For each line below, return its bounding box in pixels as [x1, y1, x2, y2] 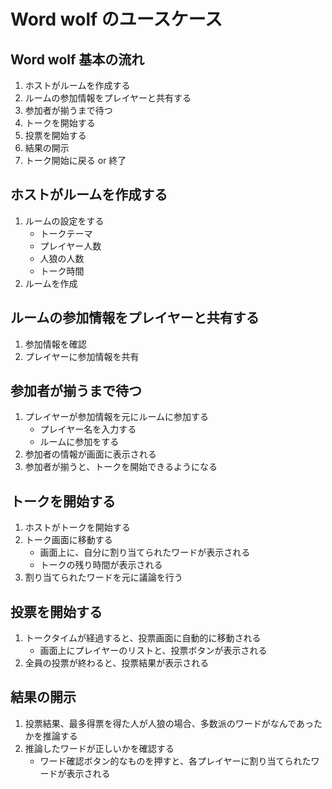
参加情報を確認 [24, 338, 87, 350]
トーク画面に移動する [24, 534, 113, 546]
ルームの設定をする [24, 215, 105, 227]
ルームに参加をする [39, 436, 120, 448]
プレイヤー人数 [39, 240, 102, 252]
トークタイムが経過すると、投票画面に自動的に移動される [24, 632, 262, 644]
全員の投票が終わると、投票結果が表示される [24, 657, 210, 669]
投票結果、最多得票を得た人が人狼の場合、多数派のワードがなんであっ [24, 717, 314, 729]
